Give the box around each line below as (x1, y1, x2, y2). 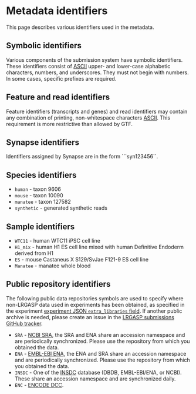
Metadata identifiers (6, 4, 108, 18)
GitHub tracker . (6, 320, 43, 327)
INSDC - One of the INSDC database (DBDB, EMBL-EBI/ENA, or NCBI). (14, 369, 182, 376)
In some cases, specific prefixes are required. (6, 75, 117, 82)
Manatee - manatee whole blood (14, 262, 91, 269)
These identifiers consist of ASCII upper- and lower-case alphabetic (6, 62, 171, 69)
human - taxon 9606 (14, 186, 62, 193)
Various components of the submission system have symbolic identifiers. (6, 56, 183, 63)
